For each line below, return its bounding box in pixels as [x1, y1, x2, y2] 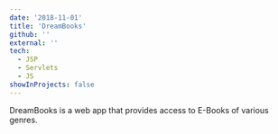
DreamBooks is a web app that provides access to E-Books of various [9, 104, 269, 115]
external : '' [9, 38, 59, 48]
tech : [9, 47, 30, 56]
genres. [9, 114, 38, 125]
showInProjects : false [9, 80, 95, 89]
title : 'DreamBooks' [9, 22, 88, 31]
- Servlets [17, 64, 59, 73]
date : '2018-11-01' [9, 13, 83, 22]
